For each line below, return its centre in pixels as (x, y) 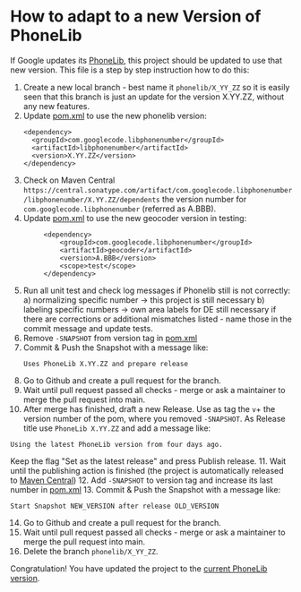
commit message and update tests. (88, 328)
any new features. (56, 106)
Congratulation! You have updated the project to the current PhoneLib (139, 568)
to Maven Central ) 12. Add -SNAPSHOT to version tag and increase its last (142, 480)
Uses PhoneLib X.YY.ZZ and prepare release (106, 364)
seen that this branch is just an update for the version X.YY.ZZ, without (154, 97)
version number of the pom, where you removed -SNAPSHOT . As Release (154, 418)
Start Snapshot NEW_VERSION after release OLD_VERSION (115, 506)
